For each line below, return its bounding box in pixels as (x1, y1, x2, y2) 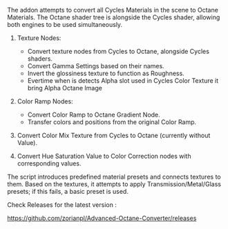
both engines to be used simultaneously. (7, 21, 123, 28)
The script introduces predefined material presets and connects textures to (7, 172, 221, 181)
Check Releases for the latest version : (7, 201, 117, 209)
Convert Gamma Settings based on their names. (27, 62, 164, 70)
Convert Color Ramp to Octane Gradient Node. (27, 110, 160, 119)
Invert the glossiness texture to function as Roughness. (27, 69, 184, 77)
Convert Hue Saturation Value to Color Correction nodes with (17, 152, 191, 160)
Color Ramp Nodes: (17, 97, 74, 106)
